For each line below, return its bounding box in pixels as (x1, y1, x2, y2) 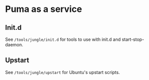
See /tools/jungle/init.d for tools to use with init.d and (5, 36, 121, 42)
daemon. (5, 42, 23, 48)
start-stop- (121, 36, 145, 42)
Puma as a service (5, 3, 82, 15)
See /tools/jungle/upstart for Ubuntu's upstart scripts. (5, 69, 120, 75)
